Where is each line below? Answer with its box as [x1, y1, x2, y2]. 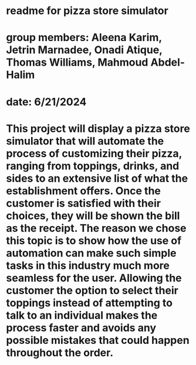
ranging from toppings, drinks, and [6, 159, 180, 172]
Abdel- [150, 56, 185, 69]
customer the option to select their [6, 284, 179, 297]
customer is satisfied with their [6, 196, 161, 210]
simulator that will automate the [6, 134, 164, 148]
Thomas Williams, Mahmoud [6, 56, 148, 69]
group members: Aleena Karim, [6, 31, 163, 45]
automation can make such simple [6, 246, 177, 260]
